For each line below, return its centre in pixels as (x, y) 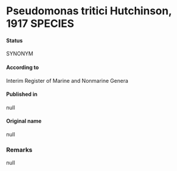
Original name (24, 121)
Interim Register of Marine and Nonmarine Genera (67, 80)
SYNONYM (20, 54)
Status (15, 41)
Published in (22, 94)
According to (23, 67)
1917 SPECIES (40, 24)
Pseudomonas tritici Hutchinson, (89, 11)
